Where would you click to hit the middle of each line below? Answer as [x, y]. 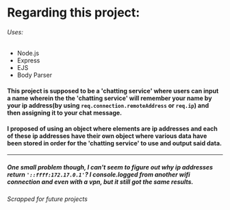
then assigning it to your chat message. [65, 113]
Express [28, 60]
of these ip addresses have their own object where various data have [107, 136]
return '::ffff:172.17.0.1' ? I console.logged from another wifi [99, 174]
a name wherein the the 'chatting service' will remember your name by [110, 98]
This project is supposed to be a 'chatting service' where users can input [113, 91]
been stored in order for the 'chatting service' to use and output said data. [115, 143]
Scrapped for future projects [47, 199]
